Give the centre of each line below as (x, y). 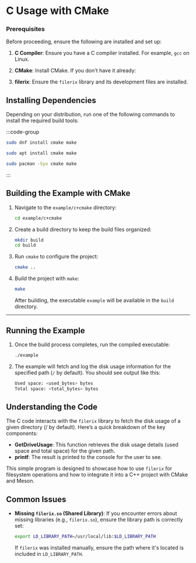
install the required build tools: (42, 120)
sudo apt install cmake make (41, 153)
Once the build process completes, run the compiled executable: (92, 344)
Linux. (22, 59)
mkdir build (29, 240)
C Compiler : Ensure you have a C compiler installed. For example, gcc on (102, 53)
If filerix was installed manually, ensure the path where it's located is (99, 548)
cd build (25, 246)
